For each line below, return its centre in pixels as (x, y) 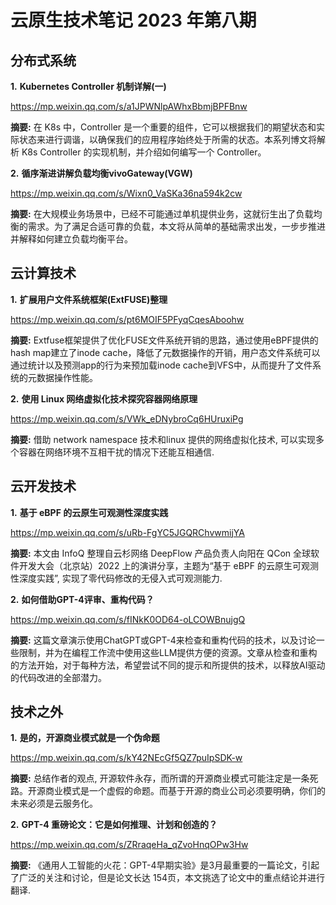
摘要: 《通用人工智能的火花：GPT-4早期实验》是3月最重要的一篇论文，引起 (165, 865)
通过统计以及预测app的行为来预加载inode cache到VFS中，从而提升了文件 (161, 365)
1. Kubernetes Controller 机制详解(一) (88, 86)
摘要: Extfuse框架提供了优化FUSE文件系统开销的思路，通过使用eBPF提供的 (164, 340)
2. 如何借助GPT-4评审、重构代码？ (82, 599)
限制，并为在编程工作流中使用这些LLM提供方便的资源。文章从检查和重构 (168, 652)
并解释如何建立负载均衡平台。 (71, 239)
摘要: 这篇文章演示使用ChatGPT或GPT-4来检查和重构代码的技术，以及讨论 (163, 640)
